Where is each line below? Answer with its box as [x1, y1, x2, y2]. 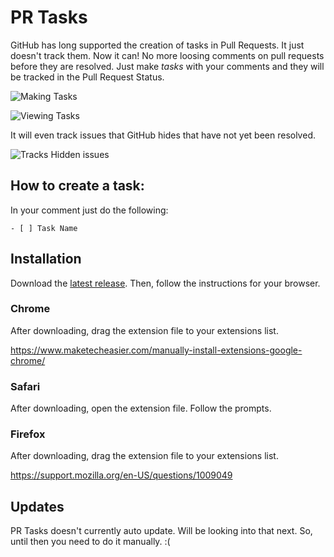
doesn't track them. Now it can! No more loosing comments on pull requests [10, 49, 325, 61]
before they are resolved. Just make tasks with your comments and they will [10, 60, 325, 72]
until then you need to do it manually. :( [10, 536, 171, 548]
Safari [10, 379, 41, 393]
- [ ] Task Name [10, 223, 78, 233]
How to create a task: [10, 177, 145, 195]
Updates [10, 498, 65, 515]
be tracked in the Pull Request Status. [10, 71, 165, 83]
